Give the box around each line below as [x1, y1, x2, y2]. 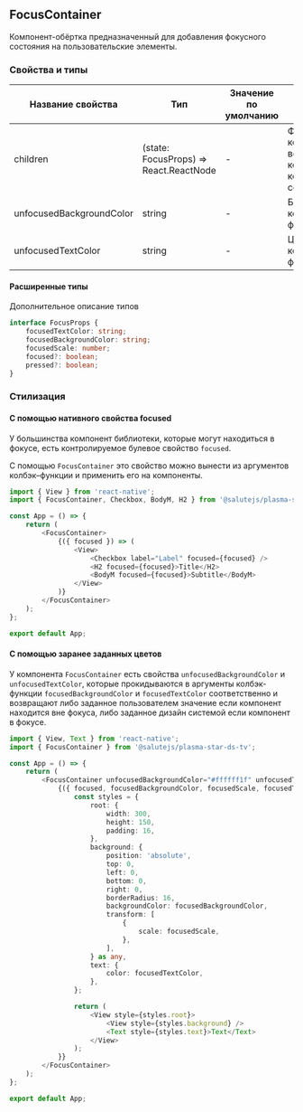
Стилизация [9, 391, 66, 403]
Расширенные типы [9, 280, 88, 292]
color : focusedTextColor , [106, 969, 204, 978]
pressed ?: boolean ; [25, 361, 99, 370]
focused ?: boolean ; [25, 352, 99, 361]
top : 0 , [106, 860, 135, 869]
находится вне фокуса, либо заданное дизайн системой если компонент [9, 707, 291, 718]
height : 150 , [106, 817, 155, 826]
